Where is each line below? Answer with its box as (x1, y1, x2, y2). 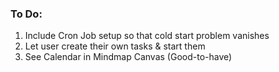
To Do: (10, 7, 43, 21)
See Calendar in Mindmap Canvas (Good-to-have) (24, 51, 233, 63)
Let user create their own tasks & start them (24, 40, 206, 52)
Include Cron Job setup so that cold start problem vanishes (24, 30, 270, 42)
